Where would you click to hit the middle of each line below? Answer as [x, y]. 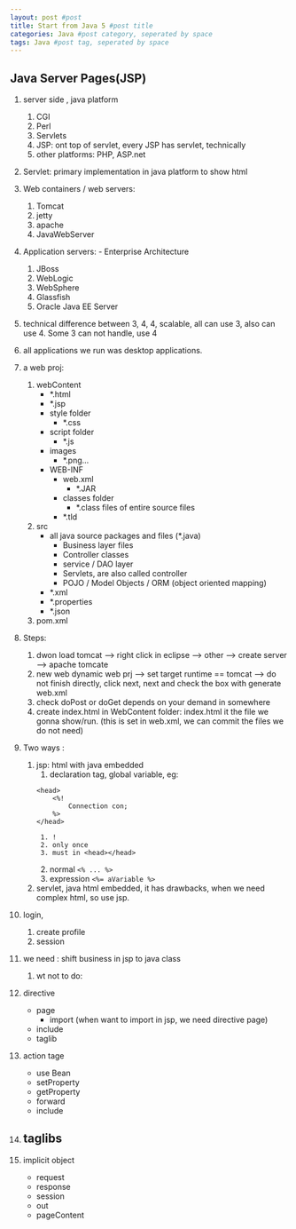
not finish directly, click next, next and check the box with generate [159, 684]
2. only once [64, 845]
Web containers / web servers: [79, 189]
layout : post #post [46, 17]
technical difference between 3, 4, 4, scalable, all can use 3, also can [149, 324]
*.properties [71, 602]
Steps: [35, 638]
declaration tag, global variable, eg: [114, 774]
